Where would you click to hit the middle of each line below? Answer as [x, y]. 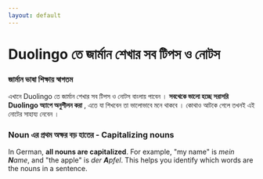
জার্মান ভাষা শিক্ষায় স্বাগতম [41, 79]
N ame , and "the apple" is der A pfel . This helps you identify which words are [131, 160]
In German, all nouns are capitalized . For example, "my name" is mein [121, 152]
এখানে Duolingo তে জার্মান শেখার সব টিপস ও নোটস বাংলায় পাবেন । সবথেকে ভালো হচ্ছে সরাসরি [119, 97]
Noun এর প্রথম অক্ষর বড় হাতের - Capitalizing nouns [91, 135]
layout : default [34, 15]
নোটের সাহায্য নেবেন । [34, 114]
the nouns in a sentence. [48, 169]
